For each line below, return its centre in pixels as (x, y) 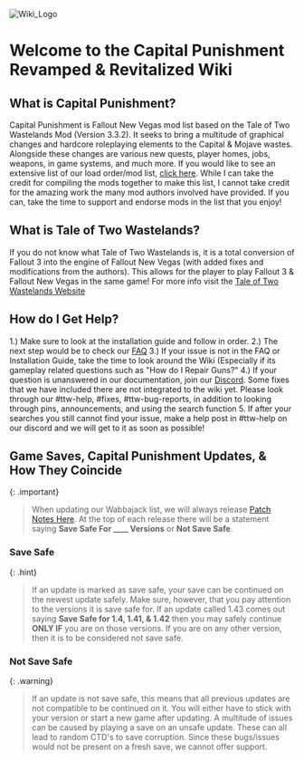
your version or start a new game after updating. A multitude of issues (162, 718)
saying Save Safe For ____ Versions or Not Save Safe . (132, 529)
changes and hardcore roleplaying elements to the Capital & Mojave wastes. (151, 144)
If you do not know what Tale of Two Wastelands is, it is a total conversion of (152, 252)
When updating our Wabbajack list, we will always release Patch (151, 510)
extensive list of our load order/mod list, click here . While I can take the (142, 173)
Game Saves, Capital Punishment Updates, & (138, 456)
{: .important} (34, 492)
